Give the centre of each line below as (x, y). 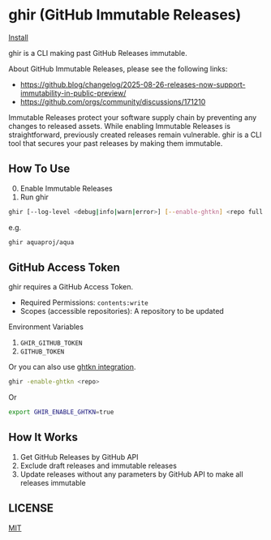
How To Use (39, 169)
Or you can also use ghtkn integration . (72, 367)
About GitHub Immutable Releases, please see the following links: (118, 69)
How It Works (43, 437)
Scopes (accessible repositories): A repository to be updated (122, 311)
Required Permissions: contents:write (84, 302)
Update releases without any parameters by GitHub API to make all (131, 474)
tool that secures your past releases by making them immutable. (116, 143)
